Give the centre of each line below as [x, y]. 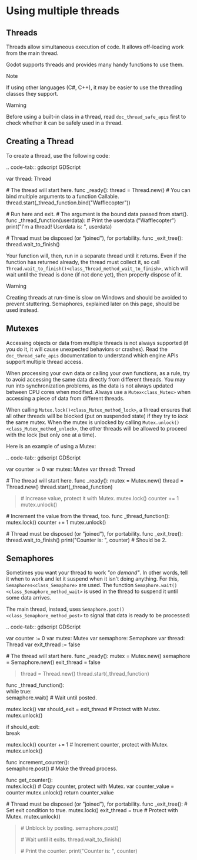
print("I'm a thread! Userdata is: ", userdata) [59, 226]
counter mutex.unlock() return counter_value [60, 793]
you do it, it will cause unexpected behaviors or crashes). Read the [87, 349]
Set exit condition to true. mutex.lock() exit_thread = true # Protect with [92, 810]
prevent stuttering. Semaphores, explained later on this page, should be [93, 304]
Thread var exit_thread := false [43, 644]
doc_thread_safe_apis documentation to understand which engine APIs [92, 355]
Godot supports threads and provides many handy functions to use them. [95, 64]
